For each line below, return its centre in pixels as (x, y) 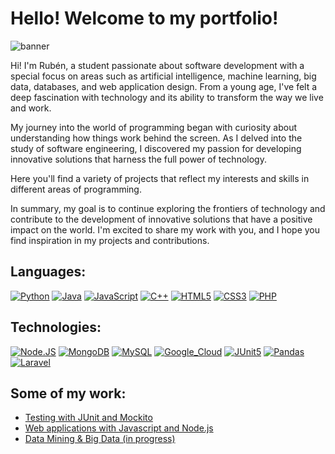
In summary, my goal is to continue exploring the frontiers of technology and (168, 208)
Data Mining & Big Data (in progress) (100, 439)
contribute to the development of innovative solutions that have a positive (161, 219)
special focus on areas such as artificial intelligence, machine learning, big (163, 76)
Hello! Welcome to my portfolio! (144, 18)
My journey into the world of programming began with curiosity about (154, 127)
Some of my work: (68, 393)
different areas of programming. (76, 189)
